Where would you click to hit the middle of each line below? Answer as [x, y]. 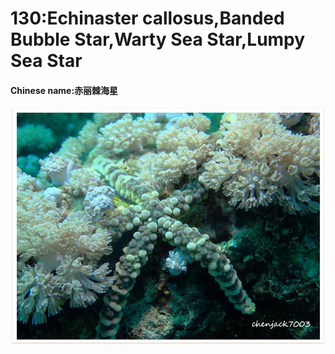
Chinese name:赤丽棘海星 [64, 90]
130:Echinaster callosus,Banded [147, 18]
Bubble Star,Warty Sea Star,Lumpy [158, 39]
